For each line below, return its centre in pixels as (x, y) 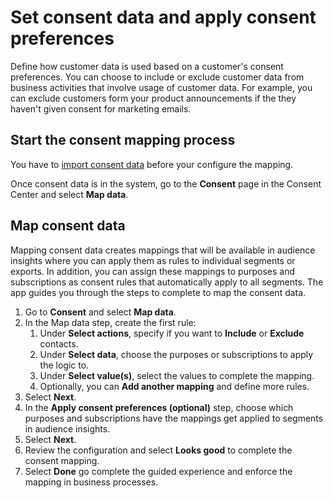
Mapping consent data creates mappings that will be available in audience (163, 250)
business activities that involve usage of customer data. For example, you (161, 87)
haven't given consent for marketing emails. (101, 108)
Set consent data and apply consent (163, 17)
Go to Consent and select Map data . (100, 312)
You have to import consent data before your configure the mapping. (152, 164)
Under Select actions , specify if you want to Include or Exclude (172, 333)
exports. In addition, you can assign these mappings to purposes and (152, 271)
